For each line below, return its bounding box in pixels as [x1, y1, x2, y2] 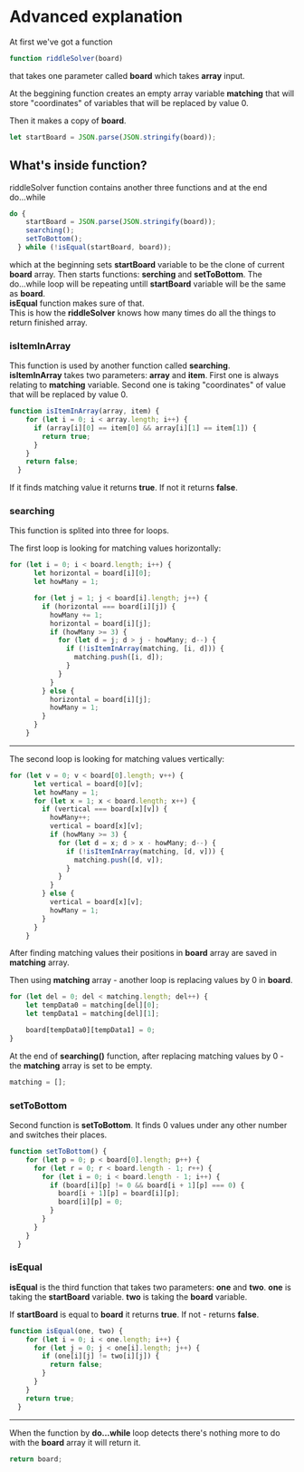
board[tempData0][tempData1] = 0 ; [25, 1026, 156, 1035]
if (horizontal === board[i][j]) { [42, 601, 176, 611]
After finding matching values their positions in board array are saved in [9, 948, 278, 959]
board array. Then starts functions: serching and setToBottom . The [9, 268, 262, 279]
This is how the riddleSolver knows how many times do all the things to [9, 307, 276, 318]
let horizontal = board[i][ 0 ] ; [33, 569, 152, 578]
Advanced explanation [9, 6, 183, 27]
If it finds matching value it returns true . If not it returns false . [9, 483, 238, 493]
